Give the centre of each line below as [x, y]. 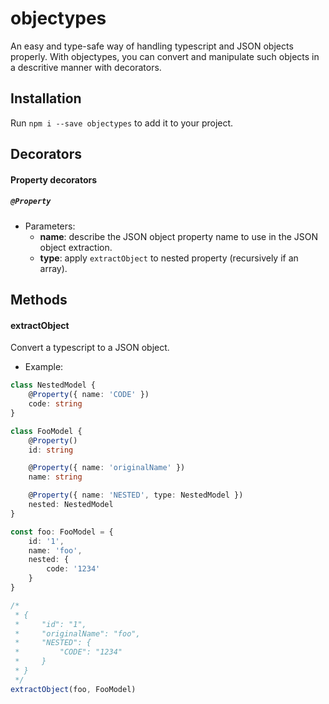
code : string [55, 404]
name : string [55, 477]
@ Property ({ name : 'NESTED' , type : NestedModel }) [136, 495]
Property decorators [54, 179]
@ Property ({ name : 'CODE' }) [89, 395]
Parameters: [50, 226]
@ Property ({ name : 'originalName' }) [107, 468]
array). [53, 268]
